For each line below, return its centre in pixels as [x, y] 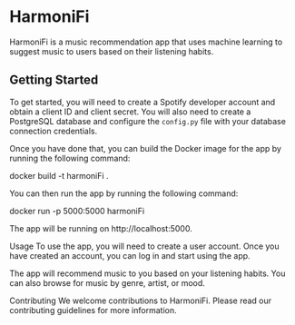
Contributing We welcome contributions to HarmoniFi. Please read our [141, 300]
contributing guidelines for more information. [93, 310]
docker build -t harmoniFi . [59, 175]
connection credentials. [54, 131]
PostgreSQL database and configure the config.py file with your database [147, 121]
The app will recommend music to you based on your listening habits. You [147, 273]
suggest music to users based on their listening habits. [112, 51]
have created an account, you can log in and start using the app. [130, 255]
